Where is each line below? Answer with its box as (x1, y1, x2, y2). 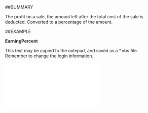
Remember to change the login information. (5, 53, 94, 59)
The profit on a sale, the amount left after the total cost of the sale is (5, 14, 144, 19)
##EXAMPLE (5, 29, 31, 34)
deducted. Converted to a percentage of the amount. (5, 19, 112, 25)
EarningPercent (5, 38, 38, 44)
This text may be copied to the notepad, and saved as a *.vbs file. (5, 48, 138, 53)
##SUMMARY (5, 4, 34, 10)
